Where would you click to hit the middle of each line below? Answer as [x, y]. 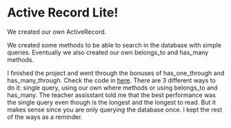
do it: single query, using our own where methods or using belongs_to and [112, 87]
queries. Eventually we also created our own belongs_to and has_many [108, 52]
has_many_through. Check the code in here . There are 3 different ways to [111, 80]
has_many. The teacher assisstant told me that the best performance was [111, 95]
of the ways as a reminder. [45, 117]
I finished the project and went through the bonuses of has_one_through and [116, 73]
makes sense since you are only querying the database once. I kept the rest [115, 109]
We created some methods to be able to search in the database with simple [114, 45]
